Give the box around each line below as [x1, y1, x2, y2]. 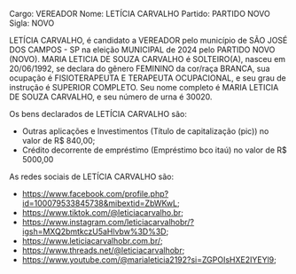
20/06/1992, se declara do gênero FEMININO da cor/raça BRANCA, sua [9, 63, 270, 74]
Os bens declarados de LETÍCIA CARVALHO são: [9, 109, 188, 119]
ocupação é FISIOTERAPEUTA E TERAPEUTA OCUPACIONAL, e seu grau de [9, 73, 286, 83]
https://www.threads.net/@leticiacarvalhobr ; [21, 245, 185, 255]
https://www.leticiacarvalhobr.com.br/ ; [21, 236, 164, 246]
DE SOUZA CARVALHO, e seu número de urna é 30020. [9, 91, 213, 102]
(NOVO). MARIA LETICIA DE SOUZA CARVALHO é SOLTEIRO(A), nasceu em [9, 54, 286, 64]
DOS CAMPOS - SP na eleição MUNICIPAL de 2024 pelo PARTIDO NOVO [9, 44, 276, 55]
